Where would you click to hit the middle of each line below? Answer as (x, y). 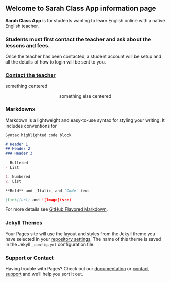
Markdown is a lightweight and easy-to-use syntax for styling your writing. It (85, 120)
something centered (26, 86)
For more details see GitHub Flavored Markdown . (57, 209)
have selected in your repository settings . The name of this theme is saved (83, 239)
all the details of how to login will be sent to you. (56, 62)
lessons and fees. (27, 45)
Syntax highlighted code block (38, 135)
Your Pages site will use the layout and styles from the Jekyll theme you (80, 234)
